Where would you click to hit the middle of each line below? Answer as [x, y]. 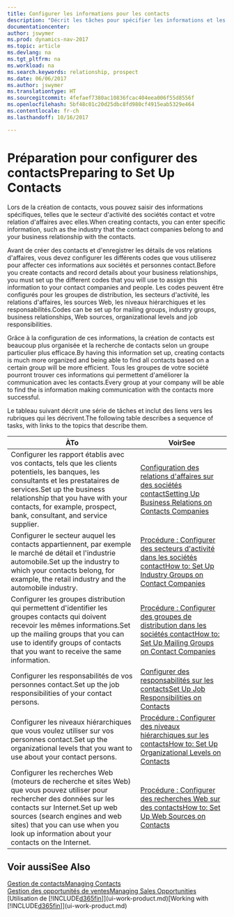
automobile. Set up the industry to [65, 561]
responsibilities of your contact [62, 693]
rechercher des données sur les [63, 798]
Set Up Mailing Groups [177, 642]
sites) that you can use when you [65, 825]
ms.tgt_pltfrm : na [34, 59]
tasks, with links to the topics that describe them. [78, 425]
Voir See [182, 442]
